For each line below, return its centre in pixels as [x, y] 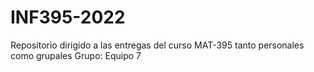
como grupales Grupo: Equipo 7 [76, 55]
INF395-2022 [68, 17]
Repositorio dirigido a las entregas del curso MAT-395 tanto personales [157, 45]
